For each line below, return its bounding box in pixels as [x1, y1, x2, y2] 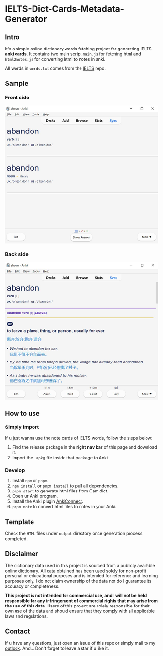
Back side [5, 251, 29, 258]
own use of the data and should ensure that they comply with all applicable [5, 608, 155, 614]
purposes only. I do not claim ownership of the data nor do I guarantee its [5, 578, 152, 584]
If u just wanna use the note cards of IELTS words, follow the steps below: [5, 435, 153, 441]
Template [5, 518, 34, 526]
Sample [5, 80, 29, 88]
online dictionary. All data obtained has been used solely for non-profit [5, 568, 147, 574]
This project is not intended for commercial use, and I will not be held [5, 592, 147, 598]
